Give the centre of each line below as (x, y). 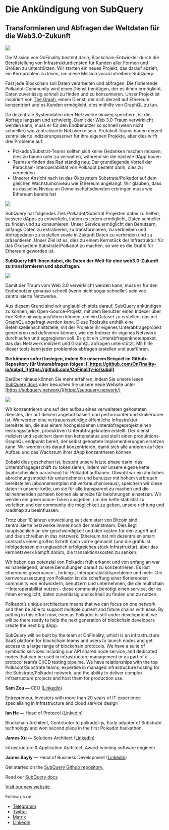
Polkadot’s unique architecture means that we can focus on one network (80, 604)
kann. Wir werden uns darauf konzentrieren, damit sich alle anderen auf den (84, 447)
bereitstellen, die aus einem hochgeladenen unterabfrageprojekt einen (78, 425)
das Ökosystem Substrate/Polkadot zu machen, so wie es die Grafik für (79, 246)
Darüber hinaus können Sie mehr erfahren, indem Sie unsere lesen (74, 379)
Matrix (19, 817)
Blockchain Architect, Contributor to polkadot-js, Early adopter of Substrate (83, 723)
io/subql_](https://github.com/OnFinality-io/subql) (60, 369)
